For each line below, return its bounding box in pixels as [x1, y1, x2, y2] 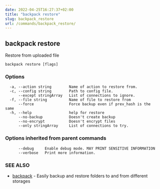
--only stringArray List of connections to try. [18, 123, 129, 128]
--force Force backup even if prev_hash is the [18, 102, 151, 107]
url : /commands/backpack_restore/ [5, 21, 76, 26]
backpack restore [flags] [5, 62, 58, 67]
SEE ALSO [5, 161, 30, 168]
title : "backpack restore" [5, 12, 61, 17]
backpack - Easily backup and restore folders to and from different [12, 173, 148, 179]
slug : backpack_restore [5, 16, 54, 21]
